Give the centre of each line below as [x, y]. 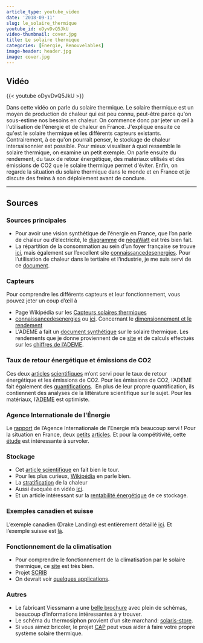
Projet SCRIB [31, 572]
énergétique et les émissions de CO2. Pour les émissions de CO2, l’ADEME [99, 380]
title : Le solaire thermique [43, 40]
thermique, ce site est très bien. [54, 566]
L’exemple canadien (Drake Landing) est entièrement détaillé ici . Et [89, 524]
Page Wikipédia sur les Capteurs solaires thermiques [81, 313]
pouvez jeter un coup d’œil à [42, 301]
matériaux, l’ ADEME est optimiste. [48, 399]
